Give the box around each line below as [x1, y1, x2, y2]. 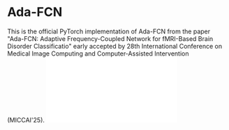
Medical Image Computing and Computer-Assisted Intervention [7, 49, 189, 58]
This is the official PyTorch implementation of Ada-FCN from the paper [7, 27, 211, 35]
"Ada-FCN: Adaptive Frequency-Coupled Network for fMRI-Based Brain [7, 34, 214, 42]
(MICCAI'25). [7, 115, 45, 124]
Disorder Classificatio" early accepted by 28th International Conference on [7, 42, 222, 50]
